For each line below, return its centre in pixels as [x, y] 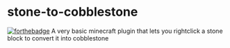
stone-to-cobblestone [73, 12]
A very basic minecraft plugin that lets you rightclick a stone [137, 31]
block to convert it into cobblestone [58, 38]
